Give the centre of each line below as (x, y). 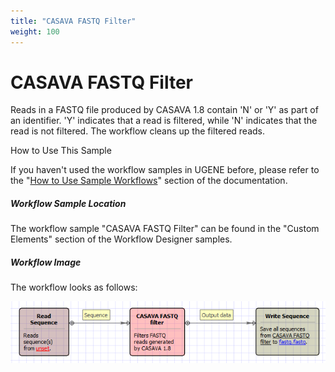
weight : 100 (35, 31)
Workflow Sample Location (68, 204)
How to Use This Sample (61, 151)
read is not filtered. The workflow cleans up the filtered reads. (137, 131)
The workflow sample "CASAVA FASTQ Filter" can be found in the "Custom (165, 229)
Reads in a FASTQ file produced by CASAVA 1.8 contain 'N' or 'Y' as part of (164, 110)
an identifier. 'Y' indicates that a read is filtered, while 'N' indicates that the (164, 121)
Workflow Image (46, 262)
